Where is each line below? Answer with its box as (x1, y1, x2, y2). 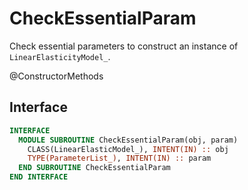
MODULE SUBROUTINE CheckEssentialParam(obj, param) (18, 135, 239, 145)
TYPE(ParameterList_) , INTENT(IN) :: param (27, 153, 212, 164)
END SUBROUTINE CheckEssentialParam (18, 163, 171, 173)
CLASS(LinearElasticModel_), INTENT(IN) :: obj (27, 144, 229, 154)
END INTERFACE (9, 172, 69, 182)
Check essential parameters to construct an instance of (9, 40, 239, 52)
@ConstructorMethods (9, 70, 104, 82)
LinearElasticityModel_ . (9, 50, 111, 62)
